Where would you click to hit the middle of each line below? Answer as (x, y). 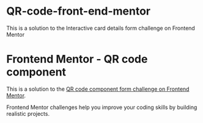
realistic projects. (28, 113)
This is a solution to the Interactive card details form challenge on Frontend (101, 28)
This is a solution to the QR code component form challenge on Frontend (98, 89)
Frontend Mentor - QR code (77, 59)
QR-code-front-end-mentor (79, 11)
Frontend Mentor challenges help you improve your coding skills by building (102, 107)
